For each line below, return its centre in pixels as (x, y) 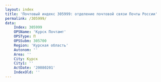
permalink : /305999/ (26, 18)
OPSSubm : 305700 (30, 41)
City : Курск (26, 59)
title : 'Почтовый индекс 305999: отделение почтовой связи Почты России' (81, 14)
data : (10, 23)
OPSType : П (25, 37)
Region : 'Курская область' (41, 45)
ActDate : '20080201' (35, 68)
